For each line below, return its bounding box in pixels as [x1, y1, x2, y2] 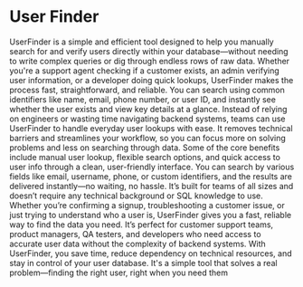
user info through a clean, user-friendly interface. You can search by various [9, 161, 295, 172]
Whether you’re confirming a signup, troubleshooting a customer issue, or [9, 199, 285, 210]
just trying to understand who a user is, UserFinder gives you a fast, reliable [9, 209, 292, 220]
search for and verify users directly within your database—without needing [9, 45, 289, 56]
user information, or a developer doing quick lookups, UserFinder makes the [9, 74, 294, 85]
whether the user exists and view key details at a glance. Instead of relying [9, 103, 288, 114]
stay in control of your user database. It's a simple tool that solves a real [9, 257, 278, 268]
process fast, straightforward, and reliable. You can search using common [9, 84, 285, 95]
